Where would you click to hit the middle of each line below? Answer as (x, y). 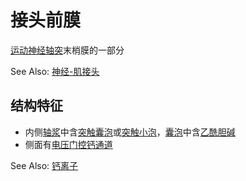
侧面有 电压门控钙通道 (68, 144)
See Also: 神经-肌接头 (55, 71)
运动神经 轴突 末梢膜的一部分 (67, 50)
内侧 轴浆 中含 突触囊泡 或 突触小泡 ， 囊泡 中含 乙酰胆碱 (130, 132)
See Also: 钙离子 (44, 165)
